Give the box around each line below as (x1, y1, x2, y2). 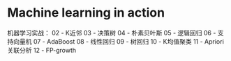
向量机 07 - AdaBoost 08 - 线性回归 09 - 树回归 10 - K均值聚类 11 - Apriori (13, 37, 225, 46)
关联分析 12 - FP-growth (7, 46, 77, 54)
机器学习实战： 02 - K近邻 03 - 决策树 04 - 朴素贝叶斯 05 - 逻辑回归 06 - (7, 28, 216, 37)
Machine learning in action (7, 5, 165, 21)
